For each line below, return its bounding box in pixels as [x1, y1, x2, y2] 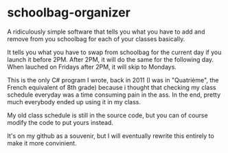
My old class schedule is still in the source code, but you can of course [7, 111, 208, 119]
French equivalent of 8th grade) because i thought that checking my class [7, 83, 216, 91]
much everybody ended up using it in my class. [7, 97, 141, 106]
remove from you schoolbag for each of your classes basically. [7, 34, 185, 43]
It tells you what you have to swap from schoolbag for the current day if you [7, 48, 222, 56]
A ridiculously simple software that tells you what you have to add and [7, 27, 205, 36]
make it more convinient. [7, 139, 77, 147]
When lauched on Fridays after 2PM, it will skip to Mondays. [7, 62, 177, 71]
